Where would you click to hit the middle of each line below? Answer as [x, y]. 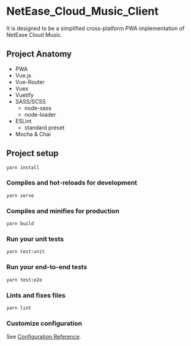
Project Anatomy [39, 54]
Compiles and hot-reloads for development [72, 183]
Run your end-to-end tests [47, 267]
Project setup [33, 154]
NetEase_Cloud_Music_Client [83, 11]
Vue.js [23, 75]
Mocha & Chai [33, 134]
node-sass [38, 108]
